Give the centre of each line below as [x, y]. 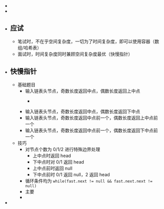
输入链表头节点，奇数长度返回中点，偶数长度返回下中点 [83, 111]
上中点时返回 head [52, 155]
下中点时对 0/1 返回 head [58, 162]
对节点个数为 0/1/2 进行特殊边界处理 [63, 149]
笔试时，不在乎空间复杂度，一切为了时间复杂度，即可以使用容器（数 [88, 41]
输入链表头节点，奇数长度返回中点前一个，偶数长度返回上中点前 [91, 118]
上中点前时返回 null [52, 168]
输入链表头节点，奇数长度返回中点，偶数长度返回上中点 [83, 91]
